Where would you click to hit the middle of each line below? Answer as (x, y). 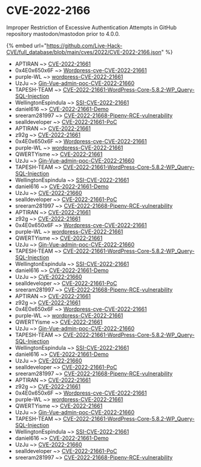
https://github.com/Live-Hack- (84, 46)
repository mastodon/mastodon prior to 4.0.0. (63, 33)
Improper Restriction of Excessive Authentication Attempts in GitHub (91, 27)
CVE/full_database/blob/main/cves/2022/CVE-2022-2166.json (84, 52)
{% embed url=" (27, 46)
